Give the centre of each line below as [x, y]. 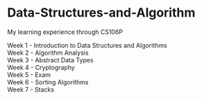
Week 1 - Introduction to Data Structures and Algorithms [87, 45]
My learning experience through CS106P [65, 32]
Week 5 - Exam [29, 75]
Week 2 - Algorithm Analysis [48, 53]
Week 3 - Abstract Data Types [50, 60]
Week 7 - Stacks [31, 89]
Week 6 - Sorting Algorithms [48, 82]
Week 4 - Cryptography [41, 67]
